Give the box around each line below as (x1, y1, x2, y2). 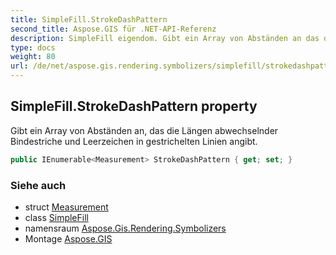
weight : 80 (10, 52, 56, 62)
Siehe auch (10, 178, 67, 192)
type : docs (10, 42, 56, 53)
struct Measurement (24, 201, 109, 213)
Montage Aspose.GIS (24, 232, 113, 245)
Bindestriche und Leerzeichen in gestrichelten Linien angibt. (10, 135, 258, 147)
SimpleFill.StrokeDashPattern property (10, 98, 258, 115)
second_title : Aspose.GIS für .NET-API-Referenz (10, 24, 217, 34)
